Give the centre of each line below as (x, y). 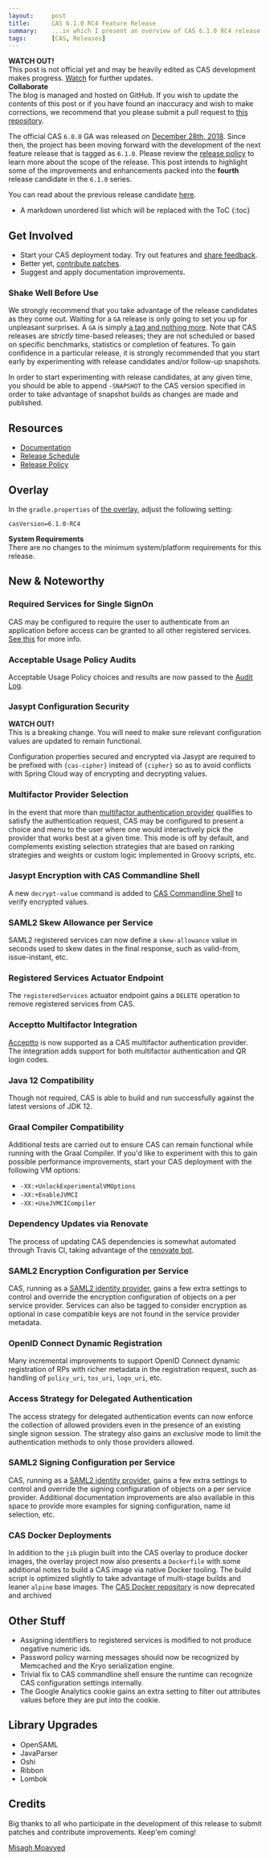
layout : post (37, 16)
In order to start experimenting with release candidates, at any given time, (131, 377)
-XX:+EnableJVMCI (49, 1195)
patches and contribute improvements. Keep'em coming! (102, 1832)
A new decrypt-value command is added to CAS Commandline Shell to (125, 893)
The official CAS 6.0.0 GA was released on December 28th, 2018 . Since (127, 137)
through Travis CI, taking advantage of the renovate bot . (101, 1250)
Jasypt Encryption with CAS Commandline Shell (104, 876)
